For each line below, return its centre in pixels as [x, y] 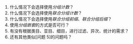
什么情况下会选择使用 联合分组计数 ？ [46, 13]
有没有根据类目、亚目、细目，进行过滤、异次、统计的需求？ [69, 31]
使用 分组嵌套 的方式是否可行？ [39, 25]
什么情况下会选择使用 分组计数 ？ [42, 7]
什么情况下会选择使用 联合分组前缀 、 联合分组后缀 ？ [61, 19]
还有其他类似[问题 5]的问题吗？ [41, 37]
